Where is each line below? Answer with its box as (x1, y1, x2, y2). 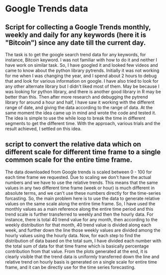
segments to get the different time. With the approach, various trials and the (5, 121, 161, 126)
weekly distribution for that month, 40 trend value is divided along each (5, 222, 152, 228)
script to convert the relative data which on (5, 140, 142, 148)
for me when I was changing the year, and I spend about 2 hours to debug (5, 73, 157, 79)
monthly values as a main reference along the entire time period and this (5, 206, 154, 212)
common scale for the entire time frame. (5, 155, 133, 164)
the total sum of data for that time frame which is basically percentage (5, 243, 149, 249)
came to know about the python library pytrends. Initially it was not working (5, 68, 160, 73)
